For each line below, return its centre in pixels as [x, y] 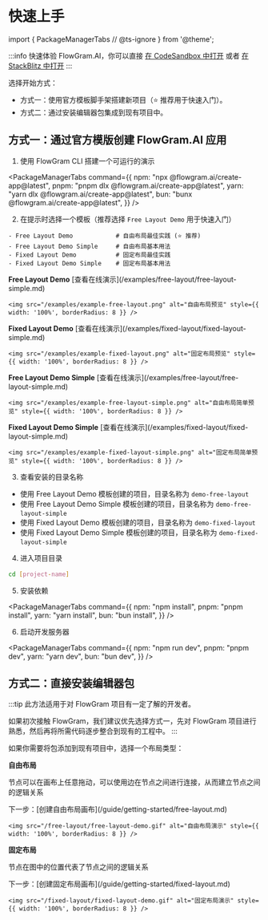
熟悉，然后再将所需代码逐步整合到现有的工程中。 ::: [93, 732]
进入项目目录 [41, 557]
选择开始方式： [33, 83]
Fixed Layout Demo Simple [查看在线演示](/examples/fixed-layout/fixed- [128, 427]
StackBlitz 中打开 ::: [40, 66]
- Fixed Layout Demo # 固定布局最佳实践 [90, 255]
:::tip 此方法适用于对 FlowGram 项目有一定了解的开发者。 [102, 704]
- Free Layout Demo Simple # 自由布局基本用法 [90, 246]
